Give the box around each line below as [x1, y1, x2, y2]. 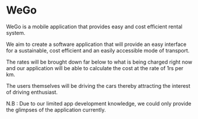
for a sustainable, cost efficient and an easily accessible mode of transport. [6, 47, 190, 54]
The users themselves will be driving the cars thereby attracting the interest [6, 82, 191, 89]
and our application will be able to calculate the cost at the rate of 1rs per [6, 64, 184, 71]
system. [6, 29, 25, 36]
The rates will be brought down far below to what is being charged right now [6, 58, 193, 65]
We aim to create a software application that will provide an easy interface [6, 41, 187, 48]
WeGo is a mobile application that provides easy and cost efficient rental [6, 23, 183, 30]
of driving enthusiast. [6, 88, 58, 95]
